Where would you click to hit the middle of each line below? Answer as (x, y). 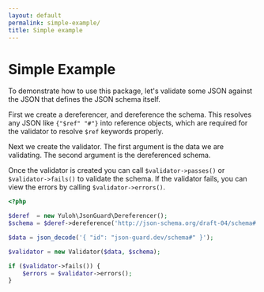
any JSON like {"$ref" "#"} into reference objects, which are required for (128, 123)
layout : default (35, 15)
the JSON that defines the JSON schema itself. (84, 99)
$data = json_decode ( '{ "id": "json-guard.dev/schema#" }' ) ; (111, 238)
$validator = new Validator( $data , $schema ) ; (84, 252)
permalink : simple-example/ (55, 23)
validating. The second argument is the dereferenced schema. (109, 155)
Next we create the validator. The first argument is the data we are (116, 147)
